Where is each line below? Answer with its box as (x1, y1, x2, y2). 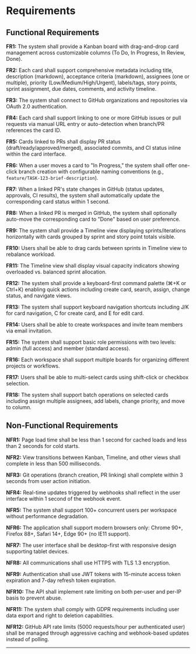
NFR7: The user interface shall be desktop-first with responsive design (6, 542, 177, 549)
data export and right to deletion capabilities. (6, 612, 114, 619)
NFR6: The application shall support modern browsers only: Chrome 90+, (6, 524, 183, 531)
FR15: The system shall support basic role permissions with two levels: (6, 338, 176, 345)
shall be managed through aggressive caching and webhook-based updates (6, 629, 190, 636)
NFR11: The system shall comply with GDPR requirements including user (6, 605, 180, 612)
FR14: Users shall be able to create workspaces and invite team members (6, 321, 183, 328)
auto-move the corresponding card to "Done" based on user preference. (6, 215, 181, 222)
